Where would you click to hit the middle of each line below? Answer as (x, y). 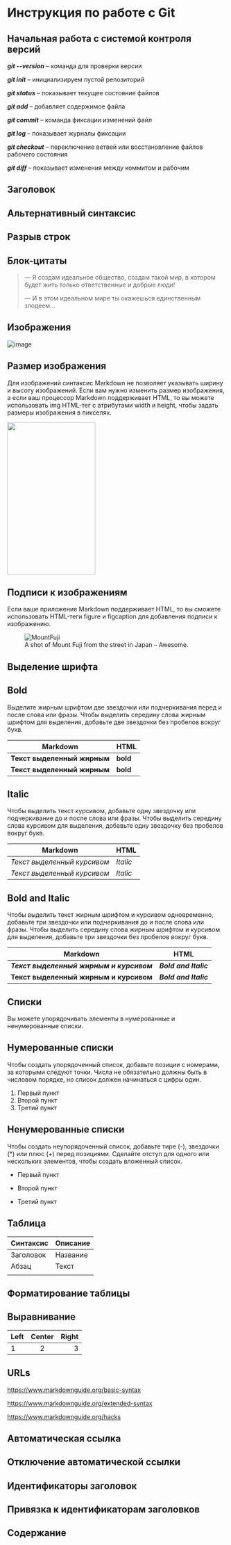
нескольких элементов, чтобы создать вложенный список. (95, 1161)
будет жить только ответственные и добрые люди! (100, 285)
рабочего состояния (37, 154)
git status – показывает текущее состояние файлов (83, 93)
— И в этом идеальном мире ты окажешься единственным (112, 298)
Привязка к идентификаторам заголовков (103, 1510)
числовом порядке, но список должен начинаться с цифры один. (104, 1079)
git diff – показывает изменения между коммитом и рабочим (98, 168)
